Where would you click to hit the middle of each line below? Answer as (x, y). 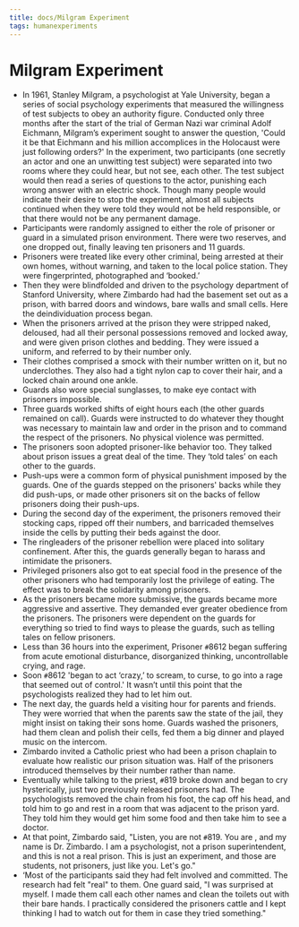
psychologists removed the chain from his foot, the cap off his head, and (156, 799)
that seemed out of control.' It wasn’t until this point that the (132, 685)
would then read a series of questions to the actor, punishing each (144, 181)
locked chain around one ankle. (80, 381)
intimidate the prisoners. (67, 562)
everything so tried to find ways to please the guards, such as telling (149, 628)
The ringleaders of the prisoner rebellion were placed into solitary (143, 542)
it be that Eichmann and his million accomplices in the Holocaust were (151, 142)
